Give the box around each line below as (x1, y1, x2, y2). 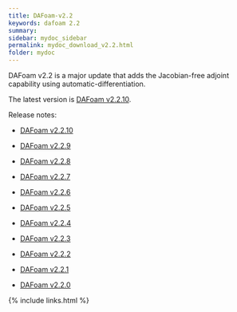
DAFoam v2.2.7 (19, 172, 71, 181)
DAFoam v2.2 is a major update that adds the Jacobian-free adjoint (8, 71, 230, 80)
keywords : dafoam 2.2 (8, 19, 81, 27)
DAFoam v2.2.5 (19, 203, 71, 212)
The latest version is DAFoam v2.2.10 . (8, 95, 132, 104)
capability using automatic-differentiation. (8, 79, 146, 89)
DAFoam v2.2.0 (19, 280, 71, 290)
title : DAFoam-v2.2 (8, 11, 73, 20)
